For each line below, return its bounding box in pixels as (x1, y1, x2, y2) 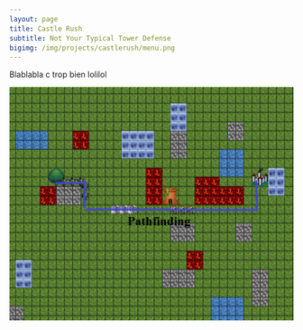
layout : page (9, 14, 59, 24)
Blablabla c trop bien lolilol (9, 69, 107, 80)
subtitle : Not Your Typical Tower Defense (9, 33, 171, 42)
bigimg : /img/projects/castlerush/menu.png (9, 43, 176, 52)
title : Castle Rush (9, 24, 83, 33)
